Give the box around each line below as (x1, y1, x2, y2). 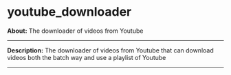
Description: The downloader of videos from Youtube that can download (7, 46, 214, 55)
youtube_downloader (7, 4, 132, 20)
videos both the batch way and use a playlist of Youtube (7, 53, 166, 61)
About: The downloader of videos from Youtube (7, 27, 144, 35)
